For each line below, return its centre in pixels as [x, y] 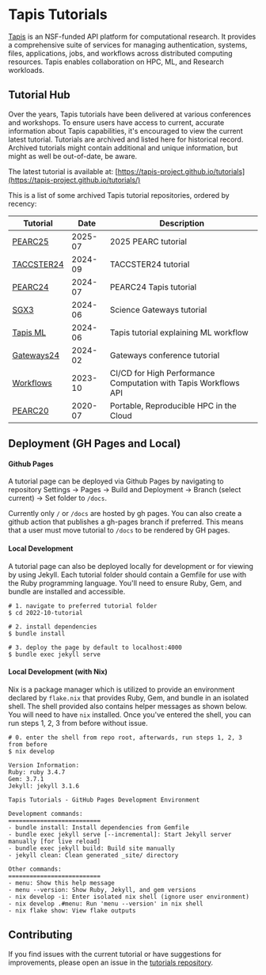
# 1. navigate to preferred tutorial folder [83, 606]
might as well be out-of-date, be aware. [73, 156]
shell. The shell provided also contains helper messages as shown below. [128, 706]
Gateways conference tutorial [165, 355]
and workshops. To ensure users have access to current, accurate [116, 122]
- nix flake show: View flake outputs [72, 911]
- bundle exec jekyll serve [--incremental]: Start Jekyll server [120, 834]
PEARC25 [30, 241]
